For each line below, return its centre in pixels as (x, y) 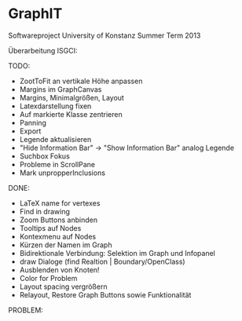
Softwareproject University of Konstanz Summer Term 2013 (104, 35)
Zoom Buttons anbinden (59, 220)
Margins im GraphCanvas (60, 89)
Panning (33, 122)
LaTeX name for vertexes (60, 203)
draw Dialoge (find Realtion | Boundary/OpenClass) (103, 261)
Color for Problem (48, 278)
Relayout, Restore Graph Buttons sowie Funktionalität (105, 294)
